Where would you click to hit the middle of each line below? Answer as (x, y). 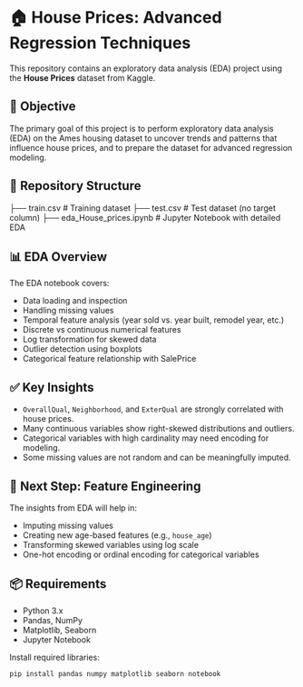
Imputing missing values (68, 525)
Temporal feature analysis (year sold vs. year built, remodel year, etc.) (153, 320)
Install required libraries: (54, 657)
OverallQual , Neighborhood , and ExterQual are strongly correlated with (153, 409)
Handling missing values (68, 311)
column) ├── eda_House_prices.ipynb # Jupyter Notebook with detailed (145, 217)
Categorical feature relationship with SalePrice (109, 359)
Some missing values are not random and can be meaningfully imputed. (157, 458)
